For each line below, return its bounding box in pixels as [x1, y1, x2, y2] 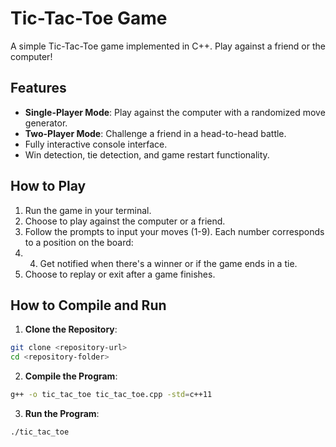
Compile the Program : [24, 370, 118, 382]
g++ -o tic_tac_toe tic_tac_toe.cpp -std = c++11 [10, 390, 213, 400]
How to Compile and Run [10, 297, 167, 314]
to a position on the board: [24, 236, 134, 248]
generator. [24, 117, 68, 129]
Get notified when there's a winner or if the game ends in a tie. [39, 257, 298, 269]
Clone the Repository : [24, 323, 118, 336]
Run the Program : [24, 408, 100, 419]
